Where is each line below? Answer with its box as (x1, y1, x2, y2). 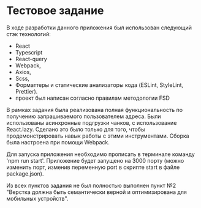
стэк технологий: (6, 30, 51, 37)
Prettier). (15, 87, 38, 95)
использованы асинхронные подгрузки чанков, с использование (6, 119, 177, 126)
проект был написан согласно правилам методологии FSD (15, 94, 170, 102)
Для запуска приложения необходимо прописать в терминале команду (6, 150, 195, 158)
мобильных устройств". (6, 195, 69, 202)
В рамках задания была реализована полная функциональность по (6, 106, 183, 113)
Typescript (15, 48, 43, 56)
